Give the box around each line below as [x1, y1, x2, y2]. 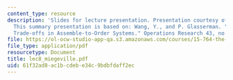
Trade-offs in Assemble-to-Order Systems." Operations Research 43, [13, 29, 216, 37]
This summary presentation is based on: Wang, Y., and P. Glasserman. [13, 23, 222, 30]
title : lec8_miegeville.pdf [7, 56, 89, 63]
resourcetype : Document [7, 49, 76, 56]
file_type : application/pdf [7, 42, 89, 49]
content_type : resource [7, 10, 76, 17]
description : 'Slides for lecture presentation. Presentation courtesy [7, 17, 218, 24]
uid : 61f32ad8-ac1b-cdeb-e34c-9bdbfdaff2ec [7, 62, 135, 69]
